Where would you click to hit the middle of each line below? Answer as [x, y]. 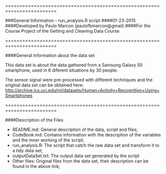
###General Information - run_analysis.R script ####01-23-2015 [70, 21]
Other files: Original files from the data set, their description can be [80, 161]
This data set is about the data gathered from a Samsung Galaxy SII [74, 65]
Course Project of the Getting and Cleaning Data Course [62, 31]
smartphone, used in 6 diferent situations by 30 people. [62, 70]
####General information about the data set [50, 55]
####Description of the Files [34, 120]
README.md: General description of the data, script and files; [75, 130]
